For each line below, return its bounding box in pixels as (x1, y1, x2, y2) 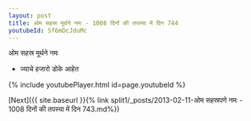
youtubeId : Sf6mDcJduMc (8, 26, 88, 34)
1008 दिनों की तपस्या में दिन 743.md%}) (8, 104, 120, 114)
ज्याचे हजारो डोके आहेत (19, 64, 79, 74)
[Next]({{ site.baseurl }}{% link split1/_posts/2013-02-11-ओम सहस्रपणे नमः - (8, 96, 243, 105)
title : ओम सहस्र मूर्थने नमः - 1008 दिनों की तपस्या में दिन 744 (8, 19, 178, 27)
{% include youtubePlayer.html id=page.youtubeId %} (8, 80, 186, 90)
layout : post (8, 11, 52, 20)
